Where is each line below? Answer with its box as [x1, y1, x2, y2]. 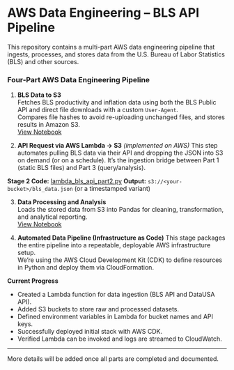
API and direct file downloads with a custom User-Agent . [17, 106, 179, 114]
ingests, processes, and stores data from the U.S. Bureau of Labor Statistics [7, 50, 225, 59]
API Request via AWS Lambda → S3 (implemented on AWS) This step [17, 141, 218, 150]
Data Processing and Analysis [17, 198, 107, 206]
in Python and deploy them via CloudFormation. [17, 263, 155, 272]
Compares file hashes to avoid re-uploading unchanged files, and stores [17, 113, 225, 121]
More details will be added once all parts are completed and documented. [7, 355, 219, 363]
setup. [17, 249, 36, 257]
